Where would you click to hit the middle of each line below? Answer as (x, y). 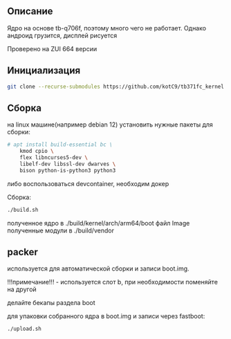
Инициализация (44, 71)
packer (22, 252)
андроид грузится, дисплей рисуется (62, 35)
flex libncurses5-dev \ (54, 158)
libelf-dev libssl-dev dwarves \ (68, 164)
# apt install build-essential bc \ (60, 145)
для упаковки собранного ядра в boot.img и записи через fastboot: (106, 316)
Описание (30, 11)
